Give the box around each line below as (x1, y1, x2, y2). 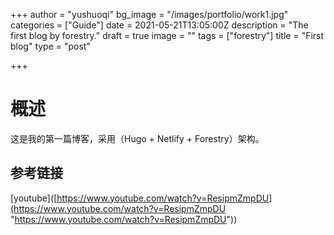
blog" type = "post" (10, 40, 91, 52)
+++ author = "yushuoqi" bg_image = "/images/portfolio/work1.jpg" (10, 9, 289, 20)
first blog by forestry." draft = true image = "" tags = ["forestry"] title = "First (10, 30, 325, 41)
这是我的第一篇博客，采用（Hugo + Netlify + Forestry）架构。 (10, 132, 265, 144)
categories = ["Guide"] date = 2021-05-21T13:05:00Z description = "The (10, 19, 309, 31)
